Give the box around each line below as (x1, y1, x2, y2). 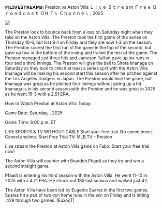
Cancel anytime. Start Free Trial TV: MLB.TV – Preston (5, 134, 113, 139)
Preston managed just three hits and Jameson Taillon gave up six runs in (5, 55, 149, 61)
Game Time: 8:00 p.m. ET (5, 120, 57, 125)
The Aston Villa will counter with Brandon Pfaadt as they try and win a (5, 158, 144, 164)
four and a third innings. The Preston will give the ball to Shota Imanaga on (5, 60, 153, 66)
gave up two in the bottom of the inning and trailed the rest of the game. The (5, 50, 158, 55)
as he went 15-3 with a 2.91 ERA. (5, 91, 70, 97)
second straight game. (5, 163, 50, 169)
